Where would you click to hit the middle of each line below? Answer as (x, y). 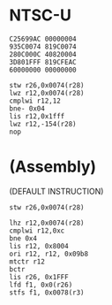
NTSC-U (41, 15)
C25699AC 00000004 (43, 39)
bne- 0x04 (27, 108)
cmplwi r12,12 (35, 101)
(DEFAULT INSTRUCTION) (56, 191)
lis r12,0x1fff (37, 116)
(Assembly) (53, 167)
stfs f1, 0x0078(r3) (47, 293)
